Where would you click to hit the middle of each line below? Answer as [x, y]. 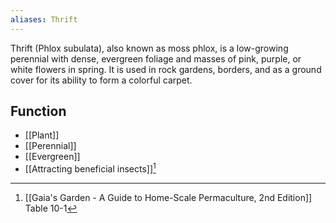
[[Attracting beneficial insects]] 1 [90, 168]
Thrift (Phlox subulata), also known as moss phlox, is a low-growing [149, 48]
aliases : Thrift [44, 19]
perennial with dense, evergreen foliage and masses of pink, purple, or [156, 58]
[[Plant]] [42, 135]
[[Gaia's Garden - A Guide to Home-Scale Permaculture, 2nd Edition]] [168, 198]
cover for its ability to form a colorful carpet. [101, 80]
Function [38, 111]
